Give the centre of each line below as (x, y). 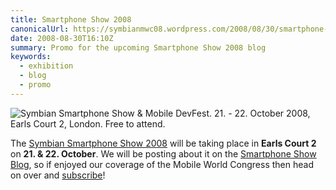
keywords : (31, 57)
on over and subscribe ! (58, 175)
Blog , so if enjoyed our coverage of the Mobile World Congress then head (162, 164)
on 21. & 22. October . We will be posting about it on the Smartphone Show (163, 153)
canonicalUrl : (40, 29)
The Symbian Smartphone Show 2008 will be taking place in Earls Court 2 (163, 143)
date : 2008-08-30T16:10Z (62, 38)
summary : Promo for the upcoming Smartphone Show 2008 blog (138, 47)
